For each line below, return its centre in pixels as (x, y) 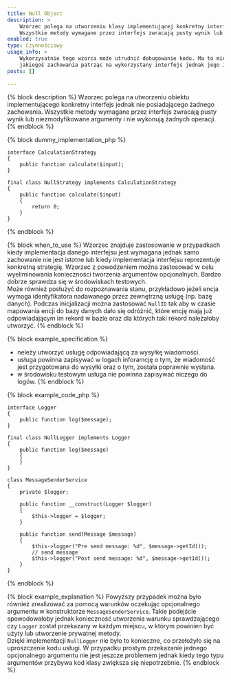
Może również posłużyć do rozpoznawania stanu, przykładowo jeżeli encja (113, 289)
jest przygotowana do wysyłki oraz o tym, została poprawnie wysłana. (116, 367)
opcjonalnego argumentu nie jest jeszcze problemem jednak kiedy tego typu (115, 655)
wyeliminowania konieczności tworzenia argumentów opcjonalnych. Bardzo (114, 274)
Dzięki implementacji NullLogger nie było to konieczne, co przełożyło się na (114, 641)
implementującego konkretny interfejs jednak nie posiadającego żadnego (111, 105)
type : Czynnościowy (35, 46)
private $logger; (44, 492)
